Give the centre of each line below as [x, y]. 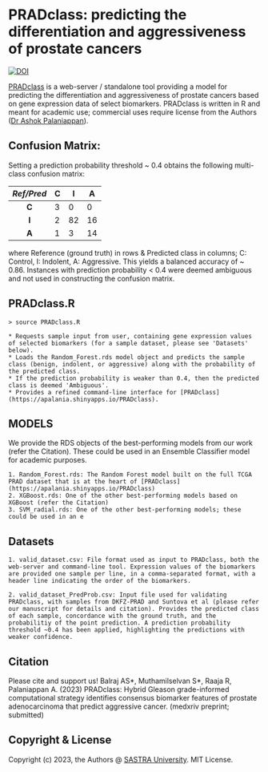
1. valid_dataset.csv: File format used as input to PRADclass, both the [134, 560]
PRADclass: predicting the [98, 15]
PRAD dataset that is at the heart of [73, 482]
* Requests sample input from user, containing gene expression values [130, 336]
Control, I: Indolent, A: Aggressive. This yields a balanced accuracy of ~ [126, 261]
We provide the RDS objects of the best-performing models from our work [131, 443]
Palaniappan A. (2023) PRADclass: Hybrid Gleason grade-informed [119, 689]
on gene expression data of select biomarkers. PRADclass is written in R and [134, 103]
